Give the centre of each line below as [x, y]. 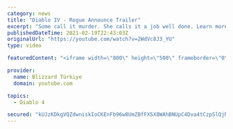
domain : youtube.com [43, 83]
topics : [18, 96]
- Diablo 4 [29, 102]
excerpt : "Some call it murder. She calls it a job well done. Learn [110, 26]
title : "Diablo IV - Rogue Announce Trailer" [74, 20]
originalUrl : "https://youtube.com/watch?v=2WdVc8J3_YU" [91, 39]
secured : [20, 115]
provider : [21, 70]
